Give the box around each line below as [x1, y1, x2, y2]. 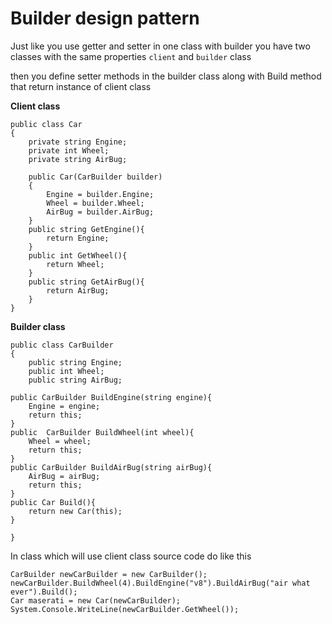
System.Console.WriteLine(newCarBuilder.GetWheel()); [10, 604, 240, 614]
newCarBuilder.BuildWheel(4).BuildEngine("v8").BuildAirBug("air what [10, 578, 311, 588]
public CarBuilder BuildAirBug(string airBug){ [10, 462, 213, 472]
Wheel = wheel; [28, 436, 92, 446]
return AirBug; [46, 285, 110, 296]
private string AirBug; [28, 154, 128, 164]
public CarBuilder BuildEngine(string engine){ [10, 392, 213, 402]
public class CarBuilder [10, 340, 114, 350]
